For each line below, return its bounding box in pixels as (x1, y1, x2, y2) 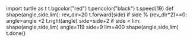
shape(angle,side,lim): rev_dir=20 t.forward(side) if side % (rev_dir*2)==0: (6, 11, 187, 18)
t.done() (6, 30, 26, 37)
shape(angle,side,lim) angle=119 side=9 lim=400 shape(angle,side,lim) (6, 23, 179, 30)
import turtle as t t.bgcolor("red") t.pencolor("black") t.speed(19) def (6, 5, 174, 12)
